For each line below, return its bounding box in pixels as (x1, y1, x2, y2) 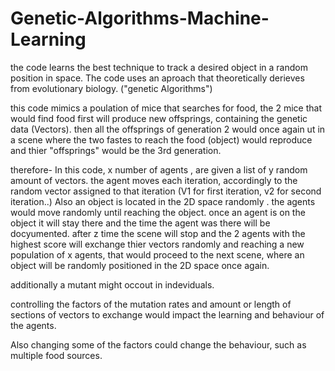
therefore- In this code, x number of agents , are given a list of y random (10, 163, 308, 176)
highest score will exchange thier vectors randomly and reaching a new (10, 238, 305, 250)
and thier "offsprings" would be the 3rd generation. (10, 144, 222, 156)
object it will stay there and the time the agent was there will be (10, 217, 271, 229)
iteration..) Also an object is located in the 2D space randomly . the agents (10, 195, 316, 207)
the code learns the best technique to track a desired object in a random (10, 61, 308, 73)
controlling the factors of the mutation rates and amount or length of (10, 298, 292, 310)
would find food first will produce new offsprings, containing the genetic (10, 112, 308, 124)
